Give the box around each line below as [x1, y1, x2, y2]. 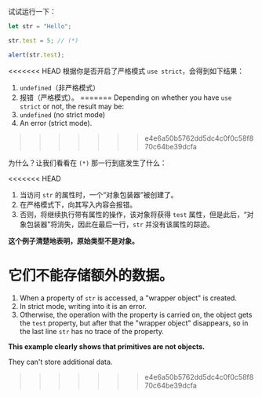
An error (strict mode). [19, 118, 93, 127]
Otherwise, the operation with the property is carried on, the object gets [19, 310, 253, 319]
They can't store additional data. [8, 357, 113, 366]
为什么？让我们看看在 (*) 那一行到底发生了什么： [8, 158, 167, 167]
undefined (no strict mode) [19, 109, 106, 119]
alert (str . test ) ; [8, 50, 65, 59]
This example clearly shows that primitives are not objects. [8, 341, 206, 351]
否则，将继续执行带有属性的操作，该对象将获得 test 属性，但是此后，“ [19, 209, 247, 219]
